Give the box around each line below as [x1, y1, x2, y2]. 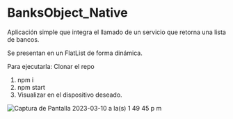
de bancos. [7, 35, 40, 43]
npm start [17, 83, 45, 91]
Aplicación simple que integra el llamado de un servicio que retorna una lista [7, 28, 226, 36]
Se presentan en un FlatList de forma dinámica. [7, 49, 143, 57]
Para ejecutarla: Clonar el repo [7, 62, 95, 70]
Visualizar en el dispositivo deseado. [17, 90, 123, 99]
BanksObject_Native [7, 5, 129, 21]
